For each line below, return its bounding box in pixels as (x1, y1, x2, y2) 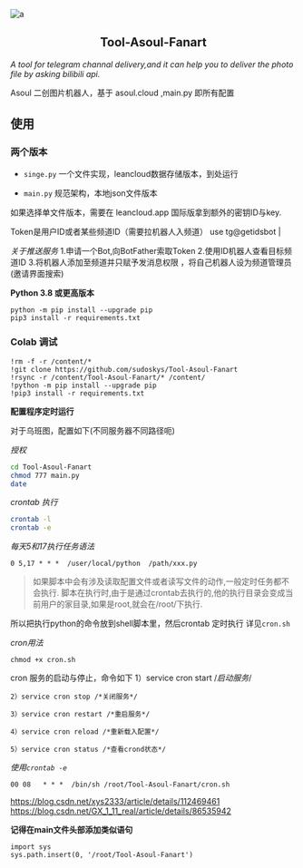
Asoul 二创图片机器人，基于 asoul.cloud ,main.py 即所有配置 (10, 87, 235, 98)
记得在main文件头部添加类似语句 (10, 824, 133, 835)
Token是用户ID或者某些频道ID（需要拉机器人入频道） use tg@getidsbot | (10, 226, 281, 237)
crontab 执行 (10, 497, 58, 508)
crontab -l (10, 515, 52, 524)
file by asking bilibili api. (10, 68, 101, 79)
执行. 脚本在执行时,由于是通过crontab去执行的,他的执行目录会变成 (40, 588, 286, 599)
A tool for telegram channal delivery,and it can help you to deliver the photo (10, 59, 294, 70)
